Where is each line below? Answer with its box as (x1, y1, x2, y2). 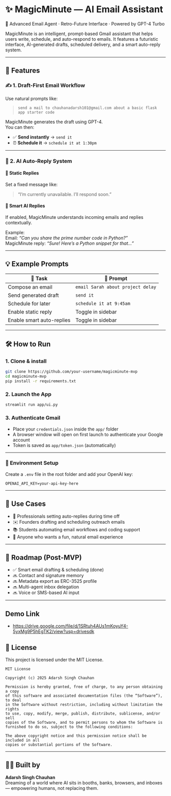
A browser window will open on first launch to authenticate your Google (12, 431, 163, 437)
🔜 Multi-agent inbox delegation (12, 584, 79, 590)
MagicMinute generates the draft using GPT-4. (5, 119, 103, 125)
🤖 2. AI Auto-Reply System (5, 157, 72, 164)
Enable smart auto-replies (8, 317, 71, 324)
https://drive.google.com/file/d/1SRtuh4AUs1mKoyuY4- (12, 623, 128, 629)
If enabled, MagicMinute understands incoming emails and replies (5, 214, 144, 220)
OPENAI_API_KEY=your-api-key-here (5, 481, 79, 486)
